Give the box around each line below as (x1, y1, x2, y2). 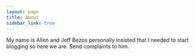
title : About (6, 14, 39, 20)
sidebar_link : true (6, 20, 55, 26)
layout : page (6, 8, 39, 15)
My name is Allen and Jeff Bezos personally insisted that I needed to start (6, 37, 189, 44)
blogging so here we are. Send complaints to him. (6, 43, 129, 50)
